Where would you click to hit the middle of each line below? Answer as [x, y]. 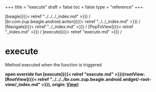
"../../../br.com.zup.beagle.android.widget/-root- [101, 79]
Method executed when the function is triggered [53, 64]
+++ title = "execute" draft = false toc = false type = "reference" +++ [74, 7]
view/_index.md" [23, 84]
